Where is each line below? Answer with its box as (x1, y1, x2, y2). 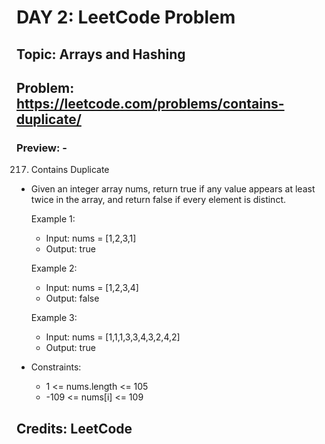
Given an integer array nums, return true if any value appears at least (30, 183, 316, 195)
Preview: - (16, 141, 68, 155)
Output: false (45, 292, 100, 305)
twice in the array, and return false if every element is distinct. (30, 194, 286, 206)
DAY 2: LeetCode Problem (16, 6, 236, 29)
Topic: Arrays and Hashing (16, 46, 186, 63)
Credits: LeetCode (16, 420, 133, 437)
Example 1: (30, 213, 76, 225)
